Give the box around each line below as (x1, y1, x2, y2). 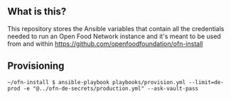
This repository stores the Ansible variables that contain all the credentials (7, 24, 225, 33)
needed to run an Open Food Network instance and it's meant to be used (7, 32, 222, 40)
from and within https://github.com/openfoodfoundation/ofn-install (7, 39, 203, 48)
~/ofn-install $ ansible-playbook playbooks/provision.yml (7, 78, 186, 86)
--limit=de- (188, 78, 224, 86)
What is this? (7, 6, 67, 18)
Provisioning (7, 60, 65, 72)
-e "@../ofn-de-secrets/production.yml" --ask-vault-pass (23, 85, 199, 92)
